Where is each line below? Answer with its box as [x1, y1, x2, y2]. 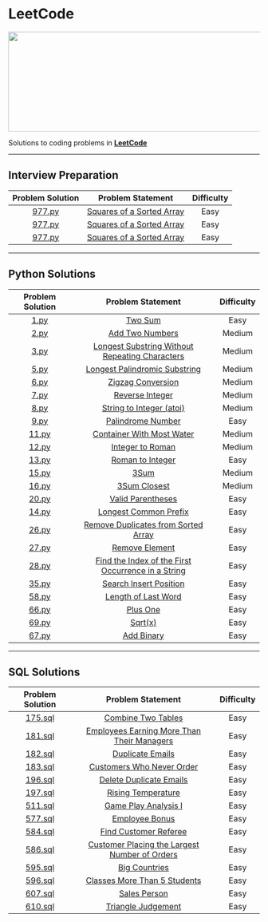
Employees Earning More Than [86, 726, 202, 737]
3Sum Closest [116, 480, 170, 491]
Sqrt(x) [130, 616, 157, 627]
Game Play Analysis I [104, 800, 183, 811]
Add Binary [122, 630, 165, 641]
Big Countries [118, 862, 169, 873]
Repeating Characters [102, 350, 185, 362]
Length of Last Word [104, 591, 182, 602]
